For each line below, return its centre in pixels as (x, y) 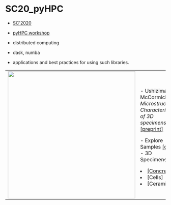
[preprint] (152, 129)
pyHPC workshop (31, 33)
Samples (151, 147)
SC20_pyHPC (34, 9)
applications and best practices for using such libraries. (71, 62)
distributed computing (36, 42)
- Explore (152, 140)
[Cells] (155, 177)
